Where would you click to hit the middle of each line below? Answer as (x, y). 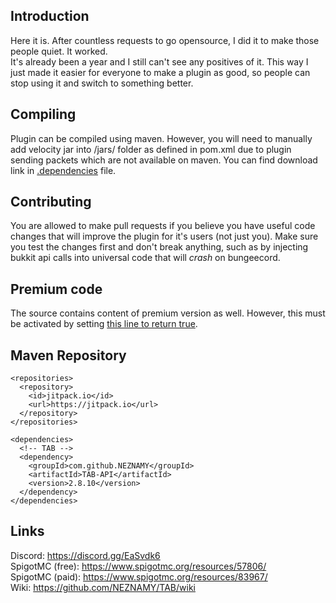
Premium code (56, 289)
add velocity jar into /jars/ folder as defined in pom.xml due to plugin (151, 149)
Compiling (43, 114)
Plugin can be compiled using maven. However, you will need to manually (161, 138)
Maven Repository (68, 355)
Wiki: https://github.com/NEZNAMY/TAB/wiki (103, 587)
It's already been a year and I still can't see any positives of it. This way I (159, 61)
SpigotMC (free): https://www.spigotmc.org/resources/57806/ (138, 566)
